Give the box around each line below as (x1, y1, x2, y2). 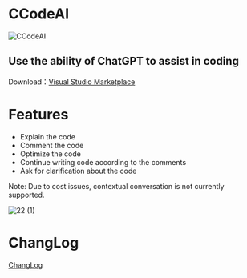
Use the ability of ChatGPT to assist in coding (8, 54, 239, 68)
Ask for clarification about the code (19, 166, 137, 175)
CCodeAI (8, 5, 70, 23)
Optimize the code (19, 149, 82, 159)
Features (8, 105, 69, 123)
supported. (8, 190, 45, 199)
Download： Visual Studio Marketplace (8, 77, 136, 87)
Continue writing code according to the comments (19, 157, 187, 167)
